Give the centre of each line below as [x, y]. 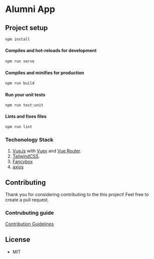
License [18, 240]
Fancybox [22, 161]
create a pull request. [27, 200]
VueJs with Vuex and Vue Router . [47, 151]
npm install [17, 39]
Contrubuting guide [29, 213]
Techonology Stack [29, 140]
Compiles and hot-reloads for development [51, 51]
